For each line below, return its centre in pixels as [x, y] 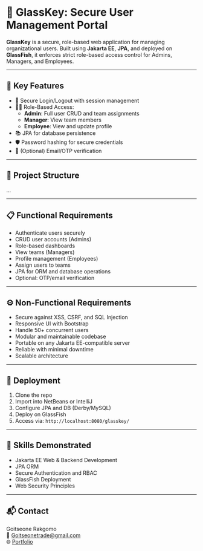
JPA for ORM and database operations [63, 272]
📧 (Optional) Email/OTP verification [58, 151]
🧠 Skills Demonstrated [49, 445]
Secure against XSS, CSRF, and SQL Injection [71, 318]
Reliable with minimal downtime [54, 350]
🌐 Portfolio [20, 541]
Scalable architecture [41, 356]
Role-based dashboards [45, 246]
